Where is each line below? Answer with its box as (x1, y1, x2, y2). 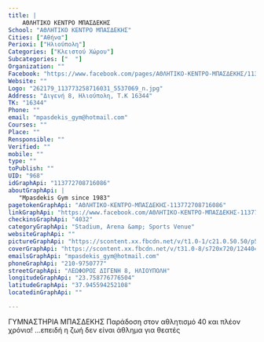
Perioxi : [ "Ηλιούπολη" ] (8, 41, 86, 49)
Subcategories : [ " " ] (8, 56, 82, 64)
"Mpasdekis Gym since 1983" (18, 194, 111, 202)
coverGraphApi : (8, 245, 58, 253)
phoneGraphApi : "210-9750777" (8, 260, 108, 267)
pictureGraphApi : (8, 238, 65, 246)
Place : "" (8, 128, 41, 136)
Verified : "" (8, 143, 51, 151)
